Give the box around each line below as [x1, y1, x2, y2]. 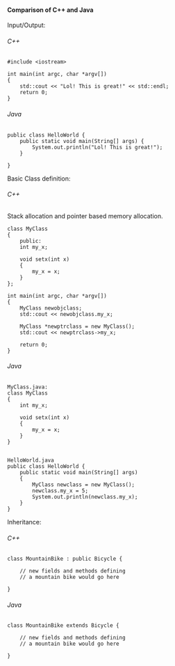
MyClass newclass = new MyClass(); [32, 481, 135, 488]
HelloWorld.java [7, 457, 54, 464]
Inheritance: [7, 518, 42, 527]
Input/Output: [7, 21, 46, 29]
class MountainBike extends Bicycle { [7, 622, 119, 629]
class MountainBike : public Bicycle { [7, 555, 123, 563]
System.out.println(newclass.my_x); [32, 494, 138, 501]
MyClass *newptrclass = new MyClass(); [19, 323, 135, 330]
